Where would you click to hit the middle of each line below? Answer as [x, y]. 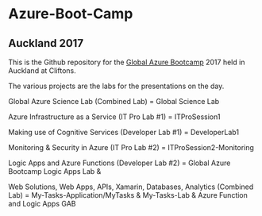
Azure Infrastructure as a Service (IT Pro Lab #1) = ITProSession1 [114, 117]
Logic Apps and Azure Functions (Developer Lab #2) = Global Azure [119, 163]
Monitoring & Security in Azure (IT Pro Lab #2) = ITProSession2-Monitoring [131, 147]
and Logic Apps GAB [42, 204]
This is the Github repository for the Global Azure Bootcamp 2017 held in [127, 62]
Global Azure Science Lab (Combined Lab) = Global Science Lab [114, 101]
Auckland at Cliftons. [42, 71]
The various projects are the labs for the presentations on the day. [116, 86]
